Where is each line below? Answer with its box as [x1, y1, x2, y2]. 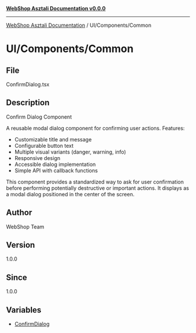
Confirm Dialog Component [6, 113, 72, 120]
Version [6, 240, 35, 250]
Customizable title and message [14, 136, 92, 143]
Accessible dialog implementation [14, 161, 96, 168]
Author [6, 207, 32, 218]
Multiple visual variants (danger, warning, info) [14, 148, 127, 155]
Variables [6, 305, 42, 315]
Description [6, 98, 50, 107]
